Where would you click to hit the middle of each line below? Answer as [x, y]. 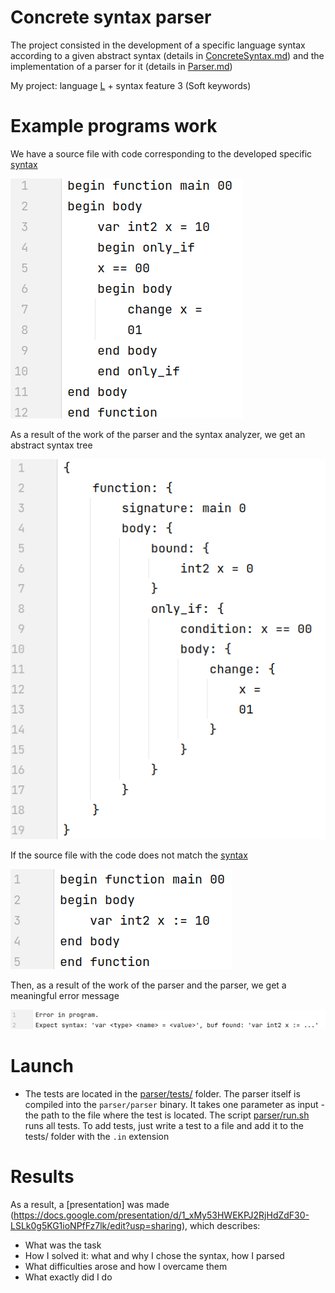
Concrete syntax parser [111, 17]
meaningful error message [65, 996]
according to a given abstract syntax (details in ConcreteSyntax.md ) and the [167, 55]
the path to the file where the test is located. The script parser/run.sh [167, 1115]
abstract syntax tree [51, 445]
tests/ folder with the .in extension [97, 1137]
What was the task [63, 1245]
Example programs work [114, 126]
